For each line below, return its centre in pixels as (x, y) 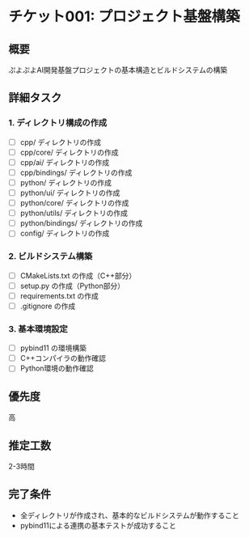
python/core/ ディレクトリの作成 (74, 203)
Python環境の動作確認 (57, 368)
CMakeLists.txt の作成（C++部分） (78, 275)
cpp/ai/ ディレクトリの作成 (65, 162)
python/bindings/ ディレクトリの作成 (81, 223)
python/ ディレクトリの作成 (65, 182)
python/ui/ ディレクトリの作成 (70, 193)
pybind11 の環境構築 (53, 348)
